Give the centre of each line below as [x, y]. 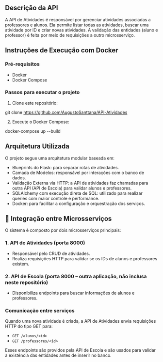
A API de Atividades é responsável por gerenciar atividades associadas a [78, 19]
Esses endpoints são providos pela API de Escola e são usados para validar [81, 350]
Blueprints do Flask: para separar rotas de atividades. [65, 167]
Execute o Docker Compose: [41, 122]
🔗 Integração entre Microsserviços [58, 219]
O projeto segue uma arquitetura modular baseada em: [60, 158]
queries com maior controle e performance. [56, 198]
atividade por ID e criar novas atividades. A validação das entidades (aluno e [81, 30]
